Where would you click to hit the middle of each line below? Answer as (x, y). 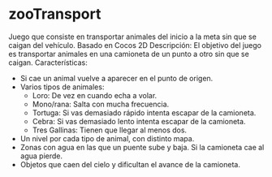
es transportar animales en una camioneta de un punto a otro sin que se (129, 54)
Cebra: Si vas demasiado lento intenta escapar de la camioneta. (139, 121)
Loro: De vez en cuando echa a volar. (95, 95)
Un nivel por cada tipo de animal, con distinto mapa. (107, 138)
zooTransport (55, 14)
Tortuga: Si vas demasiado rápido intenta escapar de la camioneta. (144, 112)
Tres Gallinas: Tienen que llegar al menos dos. (110, 130)
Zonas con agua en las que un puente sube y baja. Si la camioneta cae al (142, 147)
